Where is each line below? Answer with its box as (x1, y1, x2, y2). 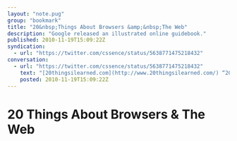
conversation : (7, 56, 49, 63)
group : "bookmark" (7, 17, 61, 24)
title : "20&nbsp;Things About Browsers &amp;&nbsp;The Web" (7, 23, 188, 30)
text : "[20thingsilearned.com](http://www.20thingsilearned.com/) (20, 69, 219, 76)
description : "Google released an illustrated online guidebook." (7, 30, 207, 37)
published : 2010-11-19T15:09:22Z (7, 37, 106, 44)
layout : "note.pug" (7, 10, 65, 18)
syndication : (7, 43, 46, 50)
